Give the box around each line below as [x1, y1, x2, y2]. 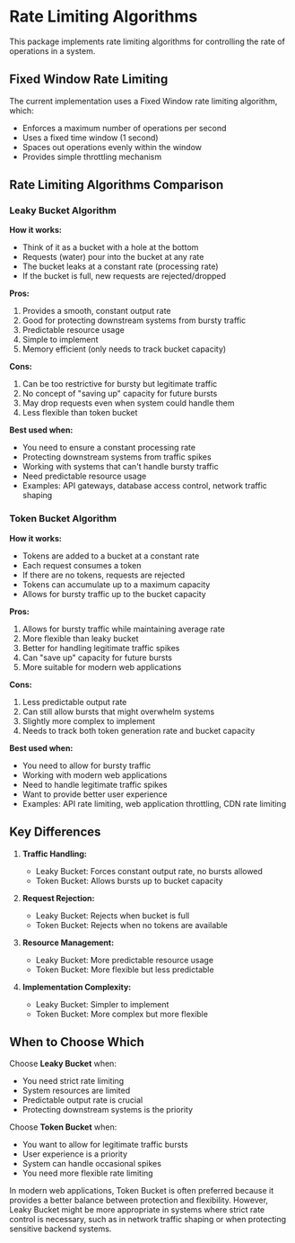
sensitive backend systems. [9, 1223, 112, 1234]
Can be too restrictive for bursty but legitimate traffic [22, 379, 218, 389]
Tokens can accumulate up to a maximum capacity [22, 578, 211, 590]
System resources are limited [22, 1086, 131, 1096]
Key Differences [9, 825, 101, 840]
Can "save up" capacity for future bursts [22, 652, 173, 663]
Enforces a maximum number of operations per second [22, 122, 227, 133]
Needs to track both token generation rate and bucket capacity [22, 725, 256, 736]
